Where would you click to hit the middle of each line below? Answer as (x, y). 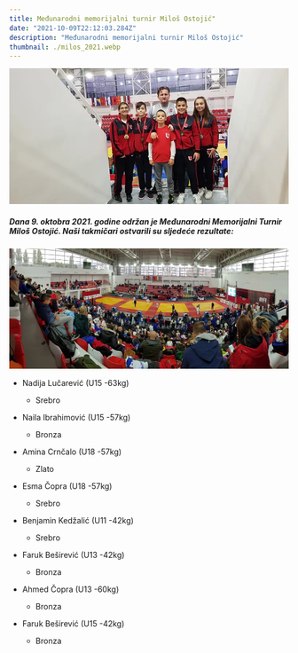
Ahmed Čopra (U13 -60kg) (71, 589)
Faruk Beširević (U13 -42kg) (73, 555)
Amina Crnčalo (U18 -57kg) (72, 452)
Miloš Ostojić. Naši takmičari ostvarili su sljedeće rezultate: (122, 232)
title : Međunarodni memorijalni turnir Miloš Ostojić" (113, 19)
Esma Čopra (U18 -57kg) (67, 486)
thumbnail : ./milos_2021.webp (65, 47)
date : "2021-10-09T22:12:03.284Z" (73, 28)
